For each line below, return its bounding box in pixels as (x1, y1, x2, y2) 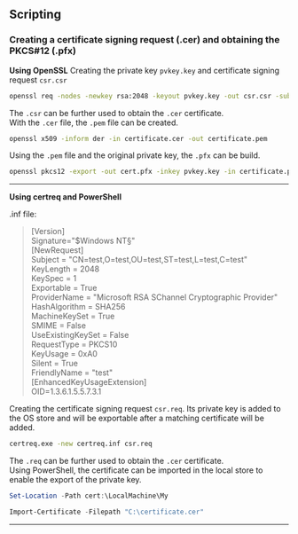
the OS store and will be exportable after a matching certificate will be (9, 412, 264, 424)
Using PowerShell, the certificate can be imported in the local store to (9, 465, 263, 475)
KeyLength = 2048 (30, 263, 100, 274)
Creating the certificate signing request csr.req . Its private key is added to (9, 404, 281, 414)
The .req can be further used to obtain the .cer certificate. (9, 456, 224, 467)
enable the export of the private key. (9, 475, 142, 485)
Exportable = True (30, 283, 98, 294)
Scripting (9, 7, 62, 22)
